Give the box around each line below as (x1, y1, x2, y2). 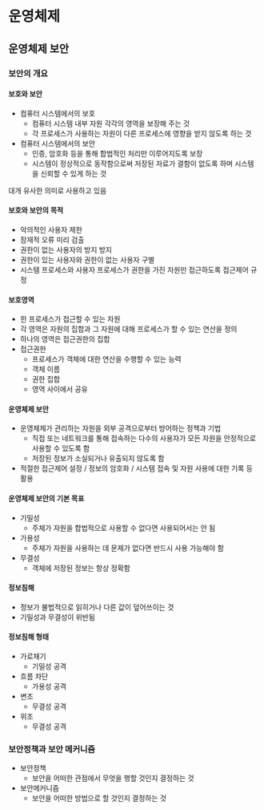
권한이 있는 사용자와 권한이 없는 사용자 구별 (19, 254, 155, 265)
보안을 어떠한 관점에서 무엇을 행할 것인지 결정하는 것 (31, 773, 194, 783)
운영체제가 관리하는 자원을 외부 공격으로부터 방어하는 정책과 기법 (19, 423, 222, 433)
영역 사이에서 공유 (31, 384, 88, 394)
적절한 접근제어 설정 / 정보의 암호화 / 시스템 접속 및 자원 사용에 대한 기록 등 (19, 464, 254, 473)
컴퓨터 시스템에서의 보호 (19, 108, 96, 118)
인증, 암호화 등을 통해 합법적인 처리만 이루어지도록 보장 (31, 148, 203, 158)
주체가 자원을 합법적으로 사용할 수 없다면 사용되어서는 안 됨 (31, 523, 216, 533)
